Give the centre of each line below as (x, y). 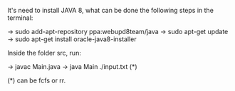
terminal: (20, 18)
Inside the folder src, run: (45, 53)
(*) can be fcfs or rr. (37, 80)
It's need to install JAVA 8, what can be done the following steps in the (110, 10)
